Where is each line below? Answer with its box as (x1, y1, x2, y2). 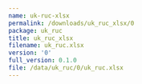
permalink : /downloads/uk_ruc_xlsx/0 (8, 19, 135, 27)
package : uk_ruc (8, 26, 63, 34)
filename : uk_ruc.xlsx (8, 42, 84, 50)
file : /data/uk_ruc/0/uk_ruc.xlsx (8, 64, 124, 72)
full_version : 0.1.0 (8, 57, 78, 65)
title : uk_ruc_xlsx (8, 34, 74, 42)
